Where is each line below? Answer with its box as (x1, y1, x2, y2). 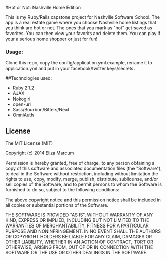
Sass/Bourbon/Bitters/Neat (12, 107, 70, 113)
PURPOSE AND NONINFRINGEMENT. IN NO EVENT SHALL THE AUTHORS (5, 228, 161, 234)
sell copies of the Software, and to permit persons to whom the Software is (5, 181, 162, 187)
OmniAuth (12, 112, 34, 118)
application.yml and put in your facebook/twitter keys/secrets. (5, 66, 136, 72)
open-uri (12, 101, 31, 107)
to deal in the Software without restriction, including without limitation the (5, 171, 158, 177)
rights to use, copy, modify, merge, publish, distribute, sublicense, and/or (5, 176, 158, 182)
